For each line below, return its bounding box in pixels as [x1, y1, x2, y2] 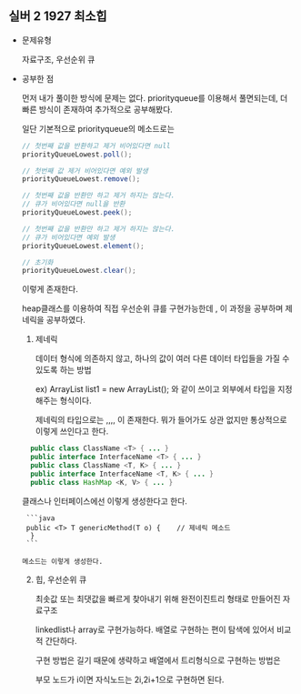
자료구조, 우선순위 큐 [21, 54, 95, 65]
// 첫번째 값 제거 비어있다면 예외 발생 [21, 166, 149, 176]
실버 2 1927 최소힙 [8, 8, 107, 25]
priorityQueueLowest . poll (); [21, 149, 133, 159]
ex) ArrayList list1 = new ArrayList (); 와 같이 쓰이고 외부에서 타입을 [35, 384, 276, 395]
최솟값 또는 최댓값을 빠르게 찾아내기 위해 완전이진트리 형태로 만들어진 [35, 593, 281, 604]
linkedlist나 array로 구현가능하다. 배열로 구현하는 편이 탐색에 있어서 [35, 624, 275, 635]
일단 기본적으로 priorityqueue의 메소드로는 [21, 123, 175, 134]
